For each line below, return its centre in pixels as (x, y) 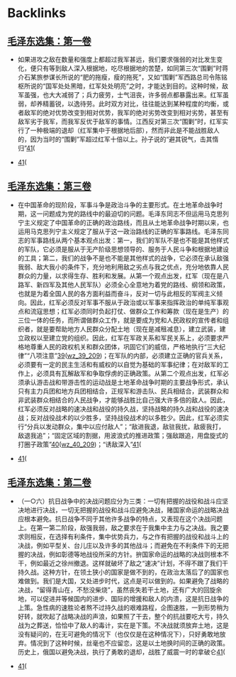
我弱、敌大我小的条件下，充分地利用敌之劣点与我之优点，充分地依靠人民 (123, 267)
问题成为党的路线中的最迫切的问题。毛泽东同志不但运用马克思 (133, 214)
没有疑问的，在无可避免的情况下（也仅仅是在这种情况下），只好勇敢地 (118, 634)
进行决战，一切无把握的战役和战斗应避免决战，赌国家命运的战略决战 (129, 510)
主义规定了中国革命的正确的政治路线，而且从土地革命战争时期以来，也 (126, 222)
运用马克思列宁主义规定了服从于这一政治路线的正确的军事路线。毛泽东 (120, 231)
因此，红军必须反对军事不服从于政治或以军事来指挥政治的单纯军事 (127, 302)
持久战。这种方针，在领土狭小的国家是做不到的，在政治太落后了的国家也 (123, 572)
